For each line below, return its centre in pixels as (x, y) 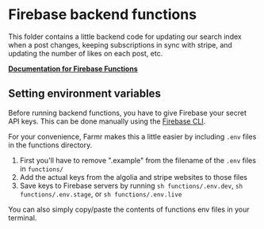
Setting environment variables (84, 94)
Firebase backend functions (102, 15)
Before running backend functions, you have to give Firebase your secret (128, 113)
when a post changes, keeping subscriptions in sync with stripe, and (120, 44)
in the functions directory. (50, 145)
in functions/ (41, 169)
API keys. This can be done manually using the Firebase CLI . (107, 121)
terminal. (23, 218)
